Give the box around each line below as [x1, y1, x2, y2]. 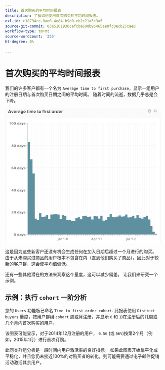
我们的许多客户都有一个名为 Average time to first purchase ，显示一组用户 [5, 85, 160, 91]
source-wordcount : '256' [5, 34, 56, 39]
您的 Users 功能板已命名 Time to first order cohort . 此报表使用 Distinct [5, 307, 155, 313]
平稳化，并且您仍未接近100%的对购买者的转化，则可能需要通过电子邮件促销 [5, 353, 160, 359]
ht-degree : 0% [5, 40, 35, 44]
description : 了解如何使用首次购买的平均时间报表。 [5, 13, 100, 18]
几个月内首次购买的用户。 [5, 320, 57, 326]
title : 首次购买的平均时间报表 [5, 8, 61, 13]
